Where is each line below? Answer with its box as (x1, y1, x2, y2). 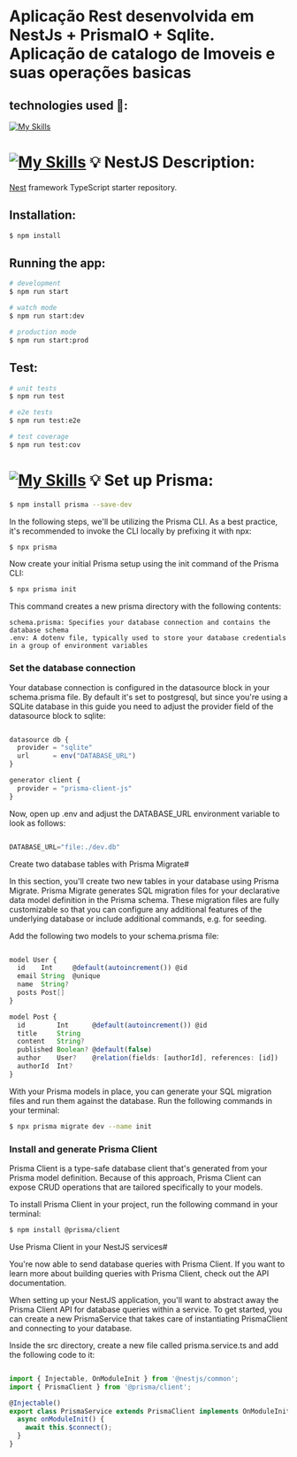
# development (9, 279, 62, 289)
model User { (9, 955, 57, 964)
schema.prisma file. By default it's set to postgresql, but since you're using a (9, 691, 288, 702)
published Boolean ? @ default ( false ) (17, 1045, 152, 1054)
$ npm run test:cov (9, 440, 81, 449)
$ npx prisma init (9, 585, 77, 594)
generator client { (9, 776, 81, 785)
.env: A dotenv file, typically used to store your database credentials (9, 634, 287, 643)
